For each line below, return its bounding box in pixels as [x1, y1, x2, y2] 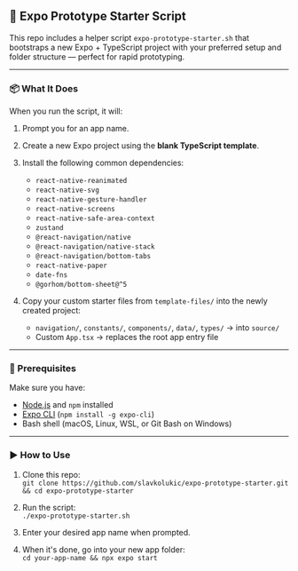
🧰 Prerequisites [9, 362, 77, 375]
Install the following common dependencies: [21, 157, 184, 169]
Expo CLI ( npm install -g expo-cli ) [21, 409, 155, 420]
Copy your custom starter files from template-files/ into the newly [21, 296, 268, 306]
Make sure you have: [9, 383, 86, 393]
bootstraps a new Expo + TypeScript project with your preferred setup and [9, 42, 282, 52]
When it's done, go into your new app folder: [21, 543, 186, 555]
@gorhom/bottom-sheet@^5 [35, 281, 128, 289]
